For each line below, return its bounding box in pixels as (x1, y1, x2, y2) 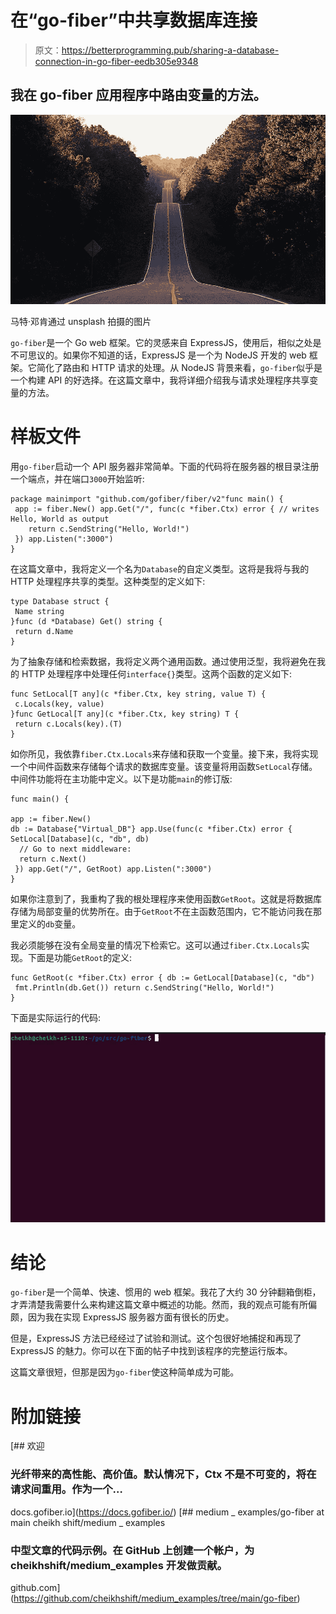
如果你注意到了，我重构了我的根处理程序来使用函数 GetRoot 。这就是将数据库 (10, 892, 323, 905)
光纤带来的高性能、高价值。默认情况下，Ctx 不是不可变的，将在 (10, 1467, 317, 1481)
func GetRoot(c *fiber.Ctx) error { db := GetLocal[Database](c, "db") (10, 972, 315, 983)
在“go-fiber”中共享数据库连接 (10, 9, 258, 32)
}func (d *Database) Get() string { (10, 616, 163, 626)
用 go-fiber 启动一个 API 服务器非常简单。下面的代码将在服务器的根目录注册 (10, 460, 320, 472)
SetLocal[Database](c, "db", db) (10, 834, 150, 844)
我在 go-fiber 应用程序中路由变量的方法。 (10, 87, 267, 104)
